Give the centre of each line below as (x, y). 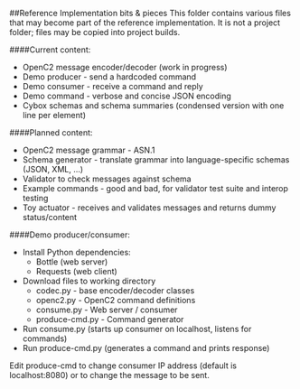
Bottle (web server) (72, 262)
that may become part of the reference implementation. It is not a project (145, 23)
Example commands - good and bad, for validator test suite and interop (155, 188)
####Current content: (50, 50)
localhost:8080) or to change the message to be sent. (109, 375)
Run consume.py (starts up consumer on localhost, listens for (137, 329)
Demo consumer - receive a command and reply (112, 86)
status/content (50, 217)
